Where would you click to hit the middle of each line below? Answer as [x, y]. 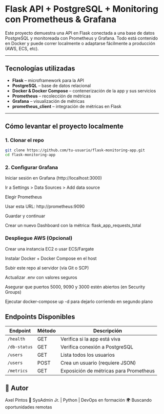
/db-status [20, 347]
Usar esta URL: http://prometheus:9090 [45, 207]
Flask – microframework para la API [48, 80]
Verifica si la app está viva [90, 339]
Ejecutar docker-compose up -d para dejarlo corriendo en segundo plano [79, 301]
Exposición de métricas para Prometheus [108, 370]
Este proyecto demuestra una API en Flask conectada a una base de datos [80, 33]
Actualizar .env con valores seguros [41, 277]
